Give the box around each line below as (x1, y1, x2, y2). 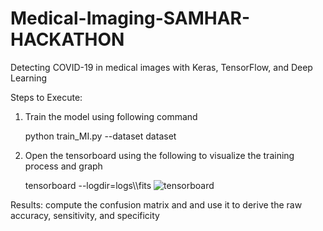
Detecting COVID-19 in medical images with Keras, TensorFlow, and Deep (10, 61, 313, 73)
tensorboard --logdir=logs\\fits (24, 179, 152, 191)
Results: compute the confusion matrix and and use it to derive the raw (10, 198, 303, 211)
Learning (10, 72, 48, 84)
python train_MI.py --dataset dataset (24, 130, 177, 142)
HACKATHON (10, 28, 125, 51)
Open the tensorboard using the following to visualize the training (24, 149, 295, 161)
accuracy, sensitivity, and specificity (10, 209, 160, 221)
